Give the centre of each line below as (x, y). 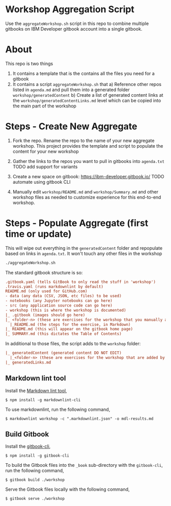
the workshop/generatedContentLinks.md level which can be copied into (87, 100)
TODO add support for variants (45, 166)
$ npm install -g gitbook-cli (37, 456)
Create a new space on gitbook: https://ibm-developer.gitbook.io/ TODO (88, 176)
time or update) (38, 234)
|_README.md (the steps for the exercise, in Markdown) (70, 324)
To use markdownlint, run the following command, (58, 409)
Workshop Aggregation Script (70, 9)
